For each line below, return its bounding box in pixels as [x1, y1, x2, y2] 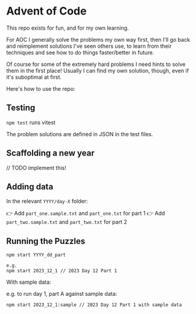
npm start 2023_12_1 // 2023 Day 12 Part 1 [6, 268, 118, 274]
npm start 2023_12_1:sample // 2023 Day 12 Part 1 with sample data [6, 302, 182, 308]
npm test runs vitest [6, 119, 56, 126]
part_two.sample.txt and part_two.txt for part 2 [6, 218, 127, 226]
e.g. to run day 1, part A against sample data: [6, 290, 118, 298]
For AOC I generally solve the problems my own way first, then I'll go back [6, 36, 191, 43]
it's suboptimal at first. [6, 73, 62, 80]
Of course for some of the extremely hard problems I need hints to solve [6, 61, 186, 68]
